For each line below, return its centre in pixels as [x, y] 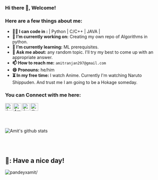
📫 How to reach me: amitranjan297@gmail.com [59, 63]
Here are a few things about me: [44, 20]
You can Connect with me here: [43, 95]
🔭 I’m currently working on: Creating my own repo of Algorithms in [80, 37]
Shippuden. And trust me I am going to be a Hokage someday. [75, 82]
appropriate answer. [32, 58]
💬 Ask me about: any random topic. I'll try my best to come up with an [83, 52]
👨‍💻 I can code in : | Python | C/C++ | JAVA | [56, 32]
